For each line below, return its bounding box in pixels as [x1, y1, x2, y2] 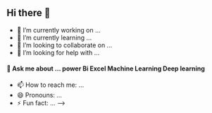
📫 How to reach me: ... [16, 81, 85, 89]
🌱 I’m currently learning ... [16, 33, 92, 42]
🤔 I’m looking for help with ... [16, 48, 100, 56]
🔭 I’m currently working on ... [16, 25, 101, 34]
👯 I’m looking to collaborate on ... [16, 40, 113, 49]
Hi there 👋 [6, 7, 51, 19]
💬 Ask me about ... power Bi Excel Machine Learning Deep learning [6, 64, 206, 73]
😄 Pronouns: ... [16, 91, 63, 100]
